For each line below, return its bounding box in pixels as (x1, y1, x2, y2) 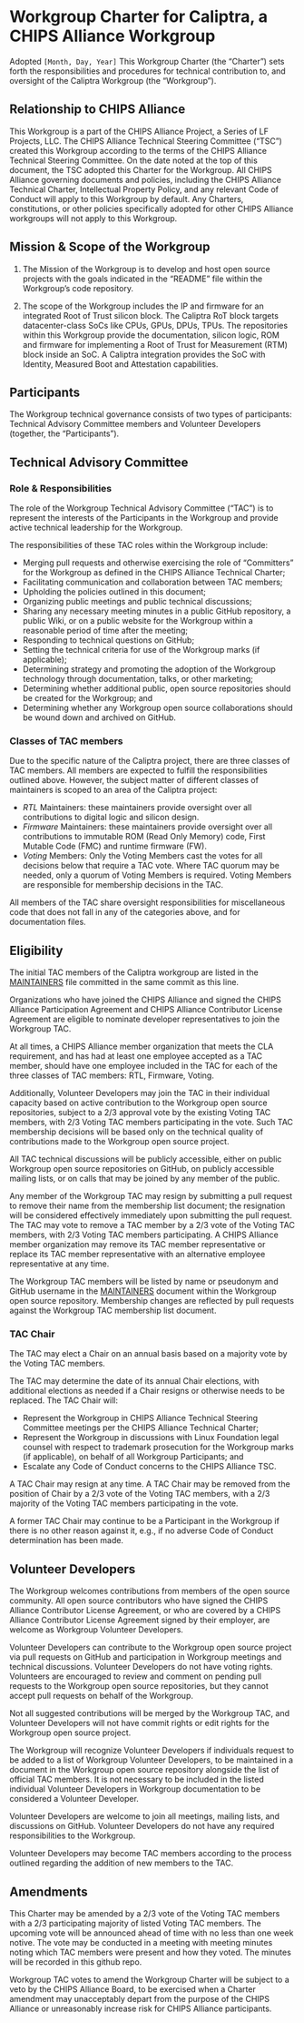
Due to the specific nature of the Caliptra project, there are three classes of (9, 756, 290, 767)
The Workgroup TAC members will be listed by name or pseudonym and (9, 1276, 279, 1287)
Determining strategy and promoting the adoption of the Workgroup (22, 664, 277, 675)
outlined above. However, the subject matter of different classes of (9, 775, 259, 786)
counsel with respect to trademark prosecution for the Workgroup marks (22, 1441, 295, 1453)
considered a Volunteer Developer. (9, 1794, 139, 1804)
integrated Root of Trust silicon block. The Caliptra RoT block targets (22, 310, 279, 320)
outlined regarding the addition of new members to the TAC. (9, 1857, 234, 1868)
